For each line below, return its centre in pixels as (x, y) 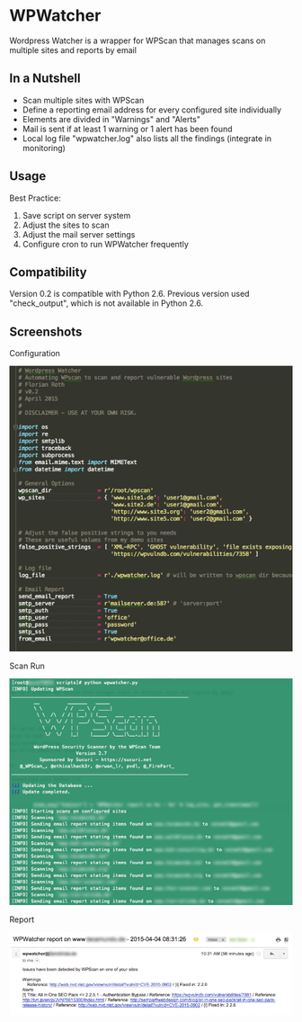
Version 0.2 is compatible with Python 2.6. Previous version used (129, 294)
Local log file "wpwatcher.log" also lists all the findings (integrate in (147, 138)
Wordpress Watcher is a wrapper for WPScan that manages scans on (138, 40)
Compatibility (48, 272)
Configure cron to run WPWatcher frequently (105, 244)
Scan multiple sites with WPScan (83, 100)
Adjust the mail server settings (79, 234)
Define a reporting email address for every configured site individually (151, 110)
